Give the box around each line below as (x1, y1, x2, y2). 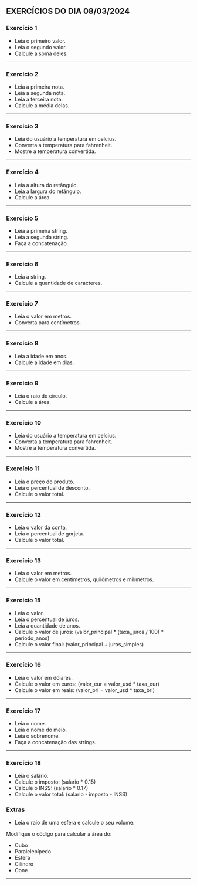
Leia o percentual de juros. (14, 616, 79, 623)
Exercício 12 (6, 510, 41, 518)
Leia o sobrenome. (14, 733, 60, 740)
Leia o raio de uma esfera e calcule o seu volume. (14, 819, 135, 826)
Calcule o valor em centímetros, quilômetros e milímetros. (14, 576, 154, 583)
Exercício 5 (6, 214, 39, 222)
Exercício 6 (6, 260, 39, 268)
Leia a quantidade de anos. (14, 622, 80, 629)
